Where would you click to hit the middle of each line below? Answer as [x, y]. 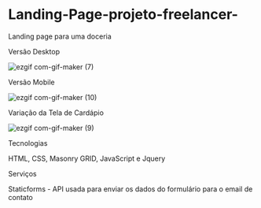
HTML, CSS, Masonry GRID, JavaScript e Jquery [87, 158]
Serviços [22, 173]
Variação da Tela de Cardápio [56, 113]
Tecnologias [28, 143]
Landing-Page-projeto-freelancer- [123, 15]
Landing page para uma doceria [60, 36]
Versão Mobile [31, 82]
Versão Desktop [34, 51]
